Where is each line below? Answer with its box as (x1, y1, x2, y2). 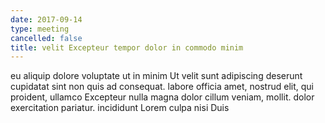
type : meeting (10, 24, 70, 34)
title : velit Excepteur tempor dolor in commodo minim (10, 42, 244, 53)
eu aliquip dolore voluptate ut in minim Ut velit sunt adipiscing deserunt (10, 70, 303, 82)
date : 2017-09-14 (10, 14, 83, 25)
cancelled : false (10, 33, 83, 43)
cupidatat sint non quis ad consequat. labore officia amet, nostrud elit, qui (10, 81, 314, 93)
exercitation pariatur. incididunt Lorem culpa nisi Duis (10, 102, 230, 114)
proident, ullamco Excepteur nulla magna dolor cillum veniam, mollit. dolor (10, 91, 315, 103)
